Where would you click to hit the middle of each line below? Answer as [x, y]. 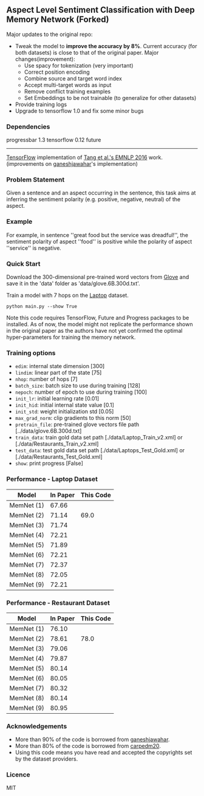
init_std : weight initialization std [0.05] [64, 411]
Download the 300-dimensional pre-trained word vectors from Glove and [98, 277]
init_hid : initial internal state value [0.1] [64, 405]
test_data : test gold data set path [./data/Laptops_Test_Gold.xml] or [100, 450]
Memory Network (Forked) [58, 20]
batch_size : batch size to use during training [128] [78, 386]
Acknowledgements [37, 726]
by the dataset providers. [46, 759]
